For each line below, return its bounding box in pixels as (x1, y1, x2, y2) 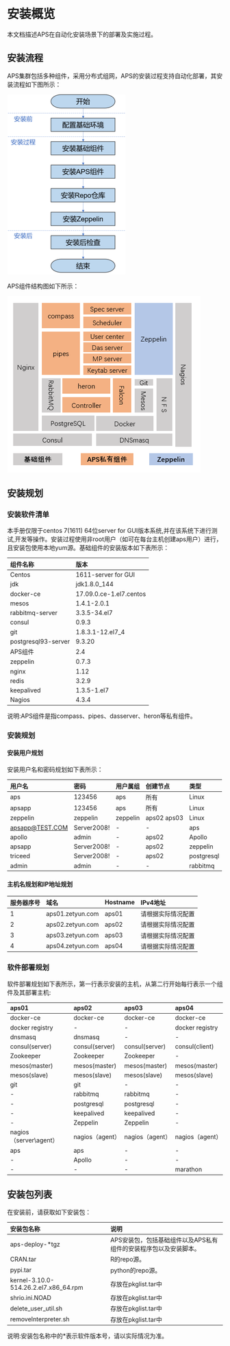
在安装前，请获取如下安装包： (7, 1208, 91, 1217)
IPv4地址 (140, 898, 166, 906)
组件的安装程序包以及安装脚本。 (110, 1245, 201, 1253)
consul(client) (175, 1043, 214, 1051)
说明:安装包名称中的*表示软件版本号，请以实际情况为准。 (7, 1332, 168, 1340)
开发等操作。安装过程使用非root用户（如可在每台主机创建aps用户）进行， (14, 535, 222, 543)
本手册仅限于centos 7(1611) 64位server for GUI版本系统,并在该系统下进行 (7, 527, 212, 535)
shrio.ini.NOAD (10, 1293, 51, 1301)
